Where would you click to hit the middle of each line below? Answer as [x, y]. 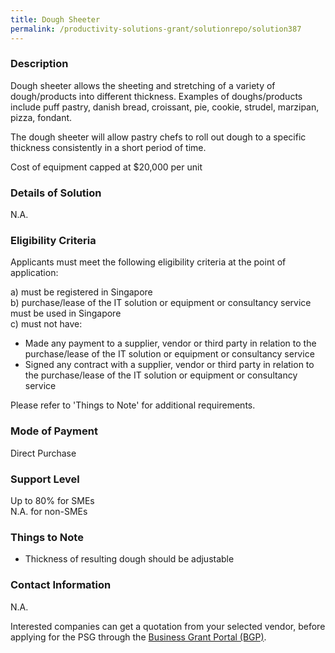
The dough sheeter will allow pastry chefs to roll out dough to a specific [158, 137]
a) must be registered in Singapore [81, 292]
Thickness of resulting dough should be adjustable [129, 559]
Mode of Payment [54, 431]
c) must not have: [46, 324]
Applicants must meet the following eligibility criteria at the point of [148, 262]
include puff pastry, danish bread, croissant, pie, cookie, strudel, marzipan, [165, 107]
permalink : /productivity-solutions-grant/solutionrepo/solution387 [156, 29]
